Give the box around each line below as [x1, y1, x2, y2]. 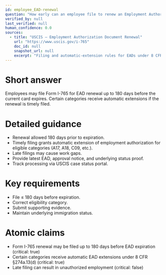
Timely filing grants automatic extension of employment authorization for [12, 140, 161, 146]
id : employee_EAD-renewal [5, 7, 58, 12]
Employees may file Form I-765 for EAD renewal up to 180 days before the [5, 91, 156, 97]
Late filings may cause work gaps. [12, 150, 83, 156]
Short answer [5, 74, 62, 85]
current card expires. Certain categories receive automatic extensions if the [5, 96, 159, 102]
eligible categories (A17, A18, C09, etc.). [12, 145, 93, 151]
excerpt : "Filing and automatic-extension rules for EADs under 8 [14, 53, 154, 58]
